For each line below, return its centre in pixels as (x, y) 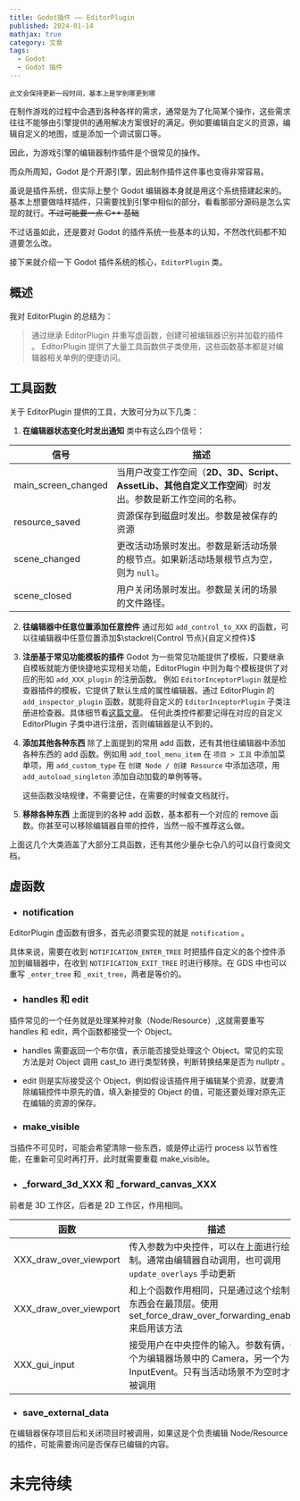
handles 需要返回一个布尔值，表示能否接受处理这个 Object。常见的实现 (153, 1051)
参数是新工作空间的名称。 (188, 499)
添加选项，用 (256, 765)
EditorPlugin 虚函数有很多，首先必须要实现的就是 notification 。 (129, 933)
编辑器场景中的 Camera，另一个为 (218, 1359)
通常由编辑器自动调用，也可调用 (214, 1261)
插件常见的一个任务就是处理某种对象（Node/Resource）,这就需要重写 (137, 1020)
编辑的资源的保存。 (65, 1103)
